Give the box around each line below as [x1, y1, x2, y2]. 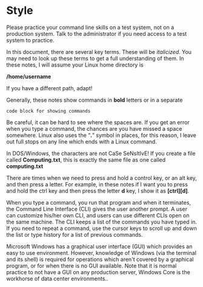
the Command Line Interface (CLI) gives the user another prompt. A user [6, 205, 188, 213]
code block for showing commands [6, 108, 91, 114]
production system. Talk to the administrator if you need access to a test [6, 30, 187, 37]
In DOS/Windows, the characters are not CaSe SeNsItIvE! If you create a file [6, 150, 196, 157]
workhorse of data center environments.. [6, 275, 108, 282]
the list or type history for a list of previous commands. [6, 231, 144, 238]
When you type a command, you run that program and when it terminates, [6, 199, 191, 206]
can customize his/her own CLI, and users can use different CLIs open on [6, 211, 190, 219]
